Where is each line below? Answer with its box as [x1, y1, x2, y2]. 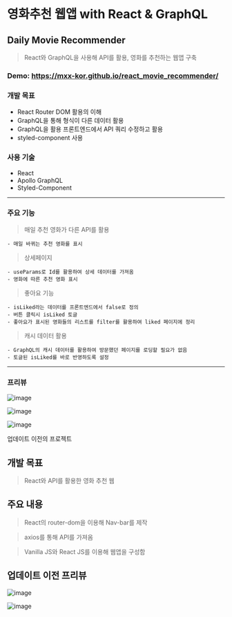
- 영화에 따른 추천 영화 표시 [7, 275, 78, 283]
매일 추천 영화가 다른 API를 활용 [23, 225, 110, 233]
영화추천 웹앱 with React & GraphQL [7, 6, 209, 22]
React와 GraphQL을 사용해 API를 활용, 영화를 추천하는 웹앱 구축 [23, 53, 197, 61]
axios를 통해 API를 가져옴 [23, 533, 93, 541]
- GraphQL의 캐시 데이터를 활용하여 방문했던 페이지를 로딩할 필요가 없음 [7, 346, 188, 353]
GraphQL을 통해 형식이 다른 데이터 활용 [17, 117, 124, 125]
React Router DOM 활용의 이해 [17, 108, 102, 116]
